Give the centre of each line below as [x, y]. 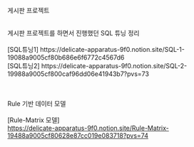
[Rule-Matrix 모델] [34, 120]
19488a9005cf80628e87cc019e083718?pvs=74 [78, 136]
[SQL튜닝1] [23, 49]
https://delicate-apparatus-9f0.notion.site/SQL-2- [114, 66]
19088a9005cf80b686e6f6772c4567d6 [66, 58]
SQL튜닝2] [25, 66]
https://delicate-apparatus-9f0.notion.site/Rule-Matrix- [88, 128]
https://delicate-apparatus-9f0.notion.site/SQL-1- [113, 49]
